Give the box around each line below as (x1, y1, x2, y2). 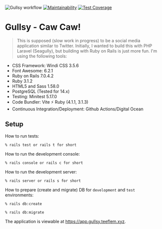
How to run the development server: (5, 169, 77, 175)
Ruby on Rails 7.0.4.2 (12, 73, 54, 79)
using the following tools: (16, 53, 67, 59)
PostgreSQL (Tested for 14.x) (12, 88, 70, 94)
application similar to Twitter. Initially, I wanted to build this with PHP (16, 43, 152, 49)
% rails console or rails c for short (5, 160, 83, 165)
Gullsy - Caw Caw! (5, 22, 81, 33)
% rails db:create (5, 201, 42, 206)
